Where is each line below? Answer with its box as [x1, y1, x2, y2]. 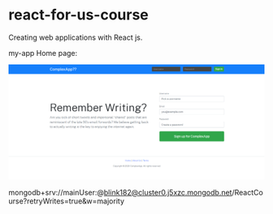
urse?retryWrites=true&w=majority [8, 196, 124, 206]
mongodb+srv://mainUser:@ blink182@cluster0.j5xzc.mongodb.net [8, 187, 232, 197]
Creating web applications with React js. [8, 32, 143, 42]
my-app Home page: [8, 48, 78, 58]
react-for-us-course [8, 6, 149, 24]
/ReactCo [231, 187, 264, 197]
